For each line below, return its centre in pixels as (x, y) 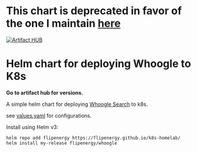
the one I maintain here (63, 23)
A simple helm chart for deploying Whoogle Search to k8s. (77, 104)
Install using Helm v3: (32, 127)
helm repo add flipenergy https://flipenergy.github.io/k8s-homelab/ (93, 138)
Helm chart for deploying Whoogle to (99, 64)
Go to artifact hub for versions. (45, 92)
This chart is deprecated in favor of (94, 11)
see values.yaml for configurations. (49, 115)
